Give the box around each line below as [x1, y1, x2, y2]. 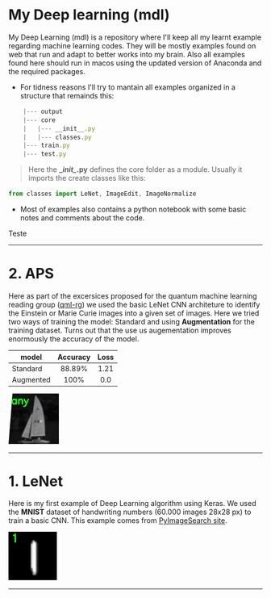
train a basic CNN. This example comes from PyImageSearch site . [8, 516, 227, 525]
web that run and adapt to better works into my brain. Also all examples [8, 49, 246, 59]
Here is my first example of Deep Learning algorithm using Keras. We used [8, 499, 256, 508]
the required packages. [8, 66, 86, 76]
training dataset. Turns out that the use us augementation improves [8, 325, 231, 335]
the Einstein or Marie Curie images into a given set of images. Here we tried [8, 308, 260, 318]
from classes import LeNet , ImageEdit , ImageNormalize [8, 190, 197, 199]
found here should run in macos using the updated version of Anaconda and [8, 58, 262, 68]
